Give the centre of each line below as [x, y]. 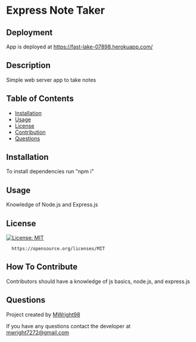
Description [28, 65]
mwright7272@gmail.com [38, 332]
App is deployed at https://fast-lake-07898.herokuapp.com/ [80, 47]
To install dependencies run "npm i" [50, 171]
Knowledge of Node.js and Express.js [52, 205]
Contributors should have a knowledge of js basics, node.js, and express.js [98, 281]
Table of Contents [40, 99]
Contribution [30, 132]
